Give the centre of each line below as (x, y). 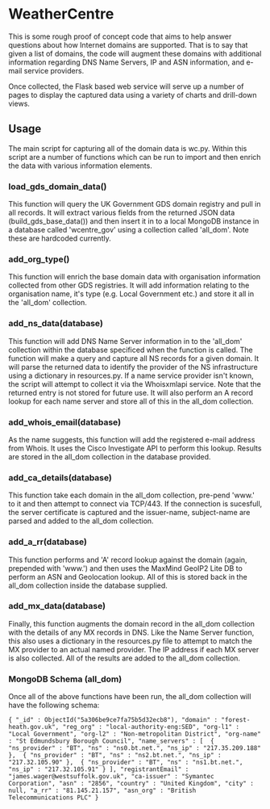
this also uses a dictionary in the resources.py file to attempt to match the (130, 641)
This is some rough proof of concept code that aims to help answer (120, 36)
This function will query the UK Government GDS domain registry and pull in (135, 204)
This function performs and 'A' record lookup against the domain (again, (128, 560)
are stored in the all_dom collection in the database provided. (110, 456)
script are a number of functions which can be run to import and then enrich (135, 157)
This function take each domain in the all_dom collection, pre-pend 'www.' (132, 495)
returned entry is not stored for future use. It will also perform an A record (131, 392)
